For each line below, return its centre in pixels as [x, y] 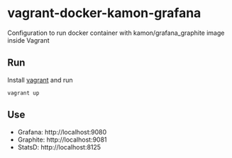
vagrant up [23, 93]
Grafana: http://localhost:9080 [62, 132]
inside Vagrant [28, 40]
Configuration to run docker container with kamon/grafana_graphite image [116, 33]
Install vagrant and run [40, 80]
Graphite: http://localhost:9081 [62, 139]
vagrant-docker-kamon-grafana [104, 13]
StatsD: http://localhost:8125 [59, 147]
